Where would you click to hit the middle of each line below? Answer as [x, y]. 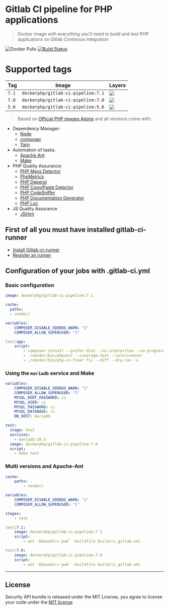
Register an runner [32, 255]
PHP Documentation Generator [52, 198]
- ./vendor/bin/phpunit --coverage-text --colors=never [83, 356]
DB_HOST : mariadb [32, 416]
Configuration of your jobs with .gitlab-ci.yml [77, 271]
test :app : [16, 341]
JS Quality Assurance [35, 208]
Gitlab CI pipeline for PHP [59, 9]
